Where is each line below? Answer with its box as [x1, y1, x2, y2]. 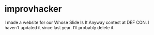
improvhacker [4, 3, 62, 15]
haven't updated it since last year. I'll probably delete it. [4, 24, 115, 30]
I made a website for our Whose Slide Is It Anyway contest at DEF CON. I [4, 19, 150, 25]
